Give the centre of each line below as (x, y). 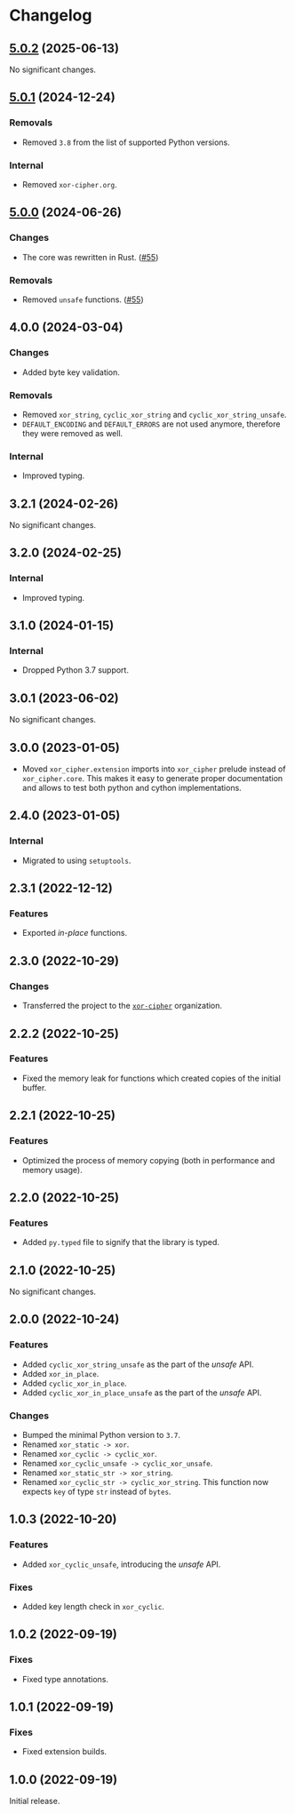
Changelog (51, 16)
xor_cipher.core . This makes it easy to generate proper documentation (152, 779)
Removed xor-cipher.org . (69, 184)
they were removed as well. (72, 433)
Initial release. (35, 1801)
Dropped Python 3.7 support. (75, 670)
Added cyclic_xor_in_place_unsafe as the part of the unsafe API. (142, 1393)
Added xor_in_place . (60, 1373)
